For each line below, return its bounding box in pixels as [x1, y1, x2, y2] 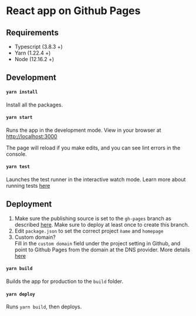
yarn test [6, 164, 31, 170]
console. [6, 150, 28, 157]
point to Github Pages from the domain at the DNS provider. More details [14, 246, 191, 253]
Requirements [6, 28, 59, 38]
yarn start [6, 115, 33, 121]
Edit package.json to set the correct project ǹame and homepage [14, 227, 164, 234]
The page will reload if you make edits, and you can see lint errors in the [6, 144, 181, 151]
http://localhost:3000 [6, 132, 58, 139]
